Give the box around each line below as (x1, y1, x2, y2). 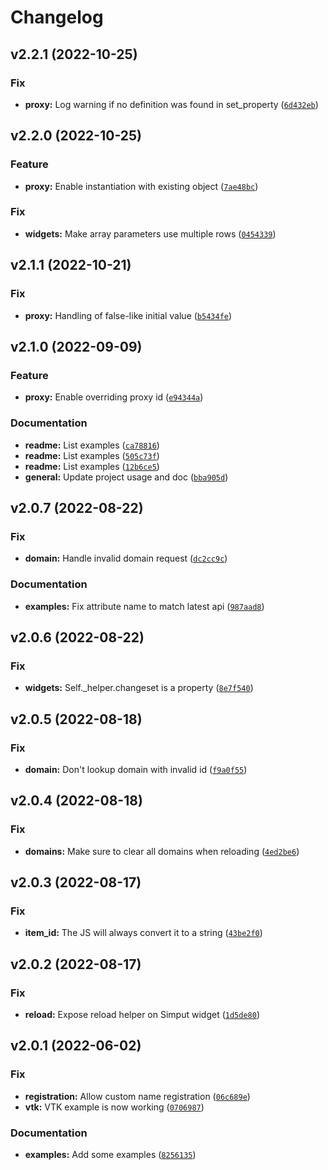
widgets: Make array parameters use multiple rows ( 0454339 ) (24, 227, 277, 240)
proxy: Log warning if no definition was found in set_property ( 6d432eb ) (24, 98, 319, 110)
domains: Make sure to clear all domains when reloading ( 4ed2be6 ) (24, 845, 300, 857)
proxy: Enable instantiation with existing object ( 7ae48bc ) (24, 180, 259, 192)
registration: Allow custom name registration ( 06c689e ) (24, 1090, 251, 1102)
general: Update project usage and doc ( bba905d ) (24, 471, 229, 483)
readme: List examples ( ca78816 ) (24, 439, 160, 451)
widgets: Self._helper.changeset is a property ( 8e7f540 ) (24, 682, 254, 694)
